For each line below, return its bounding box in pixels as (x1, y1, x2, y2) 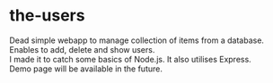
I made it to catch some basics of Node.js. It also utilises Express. (9, 54, 251, 64)
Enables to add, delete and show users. (9, 44, 155, 54)
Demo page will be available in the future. (9, 63, 163, 74)
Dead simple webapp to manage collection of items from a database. (9, 35, 265, 46)
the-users (9, 5, 85, 26)
